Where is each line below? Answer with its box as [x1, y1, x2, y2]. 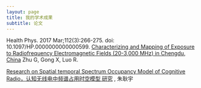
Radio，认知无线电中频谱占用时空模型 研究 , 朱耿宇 [6, 75, 134, 83]
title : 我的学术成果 [6, 15, 53, 21]
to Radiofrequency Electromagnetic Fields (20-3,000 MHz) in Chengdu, [6, 50, 186, 57]
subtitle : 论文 [6, 20, 43, 26]
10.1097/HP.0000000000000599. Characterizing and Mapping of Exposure [6, 43, 195, 50]
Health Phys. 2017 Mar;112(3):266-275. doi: [6, 37, 115, 44]
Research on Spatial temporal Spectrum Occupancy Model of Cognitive [6, 68, 186, 75]
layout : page [6, 8, 40, 15]
